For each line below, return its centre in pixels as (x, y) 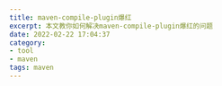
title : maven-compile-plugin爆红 (71, 17)
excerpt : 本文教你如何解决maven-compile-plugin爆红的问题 (111, 26)
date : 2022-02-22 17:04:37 (60, 34)
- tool (22, 51)
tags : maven (31, 68)
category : (28, 43)
